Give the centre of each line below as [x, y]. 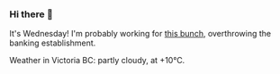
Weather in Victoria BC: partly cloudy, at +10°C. [97, 61]
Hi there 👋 [32, 14]
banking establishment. [53, 43]
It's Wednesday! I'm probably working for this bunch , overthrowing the [140, 34]
